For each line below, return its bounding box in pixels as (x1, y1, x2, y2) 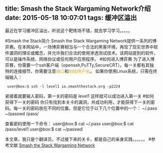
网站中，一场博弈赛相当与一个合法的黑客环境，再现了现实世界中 (26, 44, 154, 50)
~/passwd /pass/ (5, 111, 39, 117)
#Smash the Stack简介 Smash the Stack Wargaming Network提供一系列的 (5, 38, 153, 44)
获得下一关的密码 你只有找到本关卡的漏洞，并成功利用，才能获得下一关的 (5, 99, 151, 105)
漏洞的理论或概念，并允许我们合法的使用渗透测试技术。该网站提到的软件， (9, 50, 158, 56)
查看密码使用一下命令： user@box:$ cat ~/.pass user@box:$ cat (5, 120, 134, 126)
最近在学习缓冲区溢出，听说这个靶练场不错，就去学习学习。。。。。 (5, 27, 132, 33)
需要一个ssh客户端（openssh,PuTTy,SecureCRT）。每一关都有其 (21, 62, 150, 68)
